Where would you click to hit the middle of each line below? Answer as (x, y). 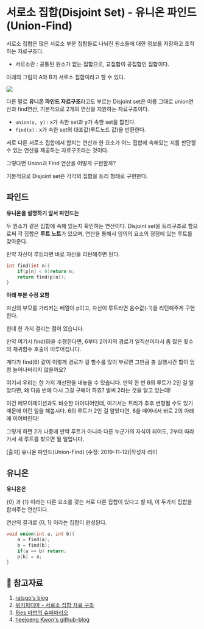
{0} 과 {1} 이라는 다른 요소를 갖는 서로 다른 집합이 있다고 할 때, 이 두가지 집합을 (99, 502)
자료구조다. (31, 51)
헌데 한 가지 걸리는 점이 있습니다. (45, 329)
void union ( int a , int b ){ (40, 534)
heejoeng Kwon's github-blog (52, 620)
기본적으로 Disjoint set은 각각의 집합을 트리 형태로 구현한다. (77, 176)
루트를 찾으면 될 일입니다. (54, 439)
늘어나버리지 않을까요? (39, 370)
